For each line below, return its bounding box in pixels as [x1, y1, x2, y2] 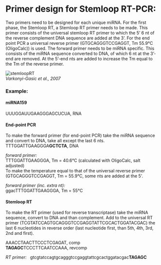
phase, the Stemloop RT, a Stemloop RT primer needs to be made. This [5, 24, 148, 30]
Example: [5, 88, 28, 95]
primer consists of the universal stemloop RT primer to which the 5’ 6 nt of [5, 30, 155, 36]
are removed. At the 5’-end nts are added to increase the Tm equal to [14, 56, 153, 61]
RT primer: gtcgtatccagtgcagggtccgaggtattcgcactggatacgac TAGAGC [5, 254, 147, 260]
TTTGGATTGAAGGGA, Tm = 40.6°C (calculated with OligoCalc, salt [5, 157, 141, 164]
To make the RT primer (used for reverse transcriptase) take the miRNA [5, 209, 148, 215]
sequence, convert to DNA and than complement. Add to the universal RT [5, 215, 153, 221]
